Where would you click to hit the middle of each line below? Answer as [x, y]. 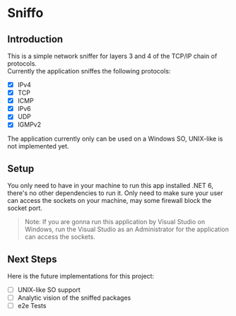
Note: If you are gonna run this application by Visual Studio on [115, 222]
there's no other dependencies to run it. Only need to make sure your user [115, 193]
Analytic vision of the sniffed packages [74, 298]
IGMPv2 [29, 124]
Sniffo [25, 13]
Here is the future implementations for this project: [81, 276]
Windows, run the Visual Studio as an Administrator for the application [127, 229]
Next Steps [32, 259]
